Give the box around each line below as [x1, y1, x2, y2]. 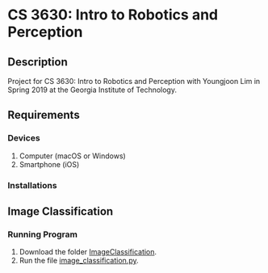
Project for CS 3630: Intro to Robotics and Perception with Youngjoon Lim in [7, 77, 261, 86]
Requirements [7, 108, 80, 122]
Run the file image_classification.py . [19, 256, 139, 266]
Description [7, 55, 68, 69]
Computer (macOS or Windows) [19, 151, 126, 161]
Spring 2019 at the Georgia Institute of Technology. [7, 85, 177, 94]
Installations [7, 179, 57, 191]
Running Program [7, 229, 78, 240]
